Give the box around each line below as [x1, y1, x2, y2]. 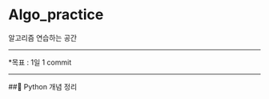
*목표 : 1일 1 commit [8, 57, 72, 67]
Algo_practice [8, 6, 104, 24]
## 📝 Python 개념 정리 [8, 81, 78, 91]
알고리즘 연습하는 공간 [8, 33, 78, 42]
